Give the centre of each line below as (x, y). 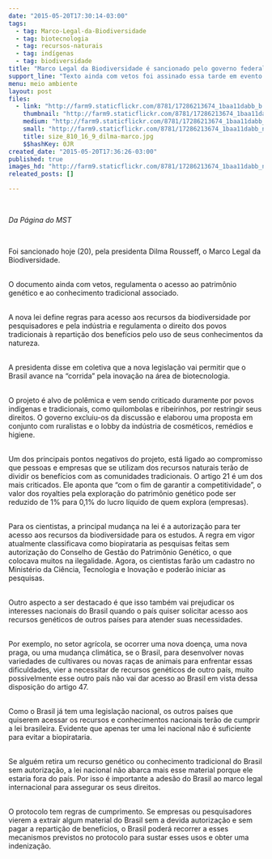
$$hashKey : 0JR (49, 144)
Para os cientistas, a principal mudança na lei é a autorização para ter (125, 526)
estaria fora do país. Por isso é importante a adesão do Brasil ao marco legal (136, 778)
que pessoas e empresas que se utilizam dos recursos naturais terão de (129, 468)
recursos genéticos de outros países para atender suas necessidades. (125, 620)
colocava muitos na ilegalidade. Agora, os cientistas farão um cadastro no (132, 561)
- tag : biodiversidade (54, 62)
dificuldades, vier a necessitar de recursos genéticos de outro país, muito (131, 670)
